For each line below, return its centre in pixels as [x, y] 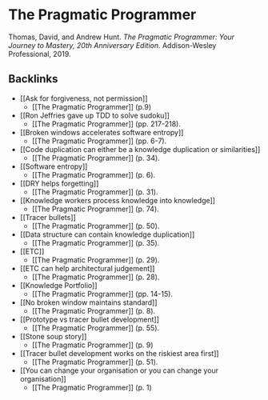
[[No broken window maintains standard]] [88, 302]
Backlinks [33, 79]
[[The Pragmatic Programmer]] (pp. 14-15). [102, 294]
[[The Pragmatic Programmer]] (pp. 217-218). [106, 124]
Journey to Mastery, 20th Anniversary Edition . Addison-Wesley [112, 45]
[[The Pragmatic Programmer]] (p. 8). [94, 310]
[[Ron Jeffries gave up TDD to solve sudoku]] [95, 115]
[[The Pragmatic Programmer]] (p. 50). [96, 226]
